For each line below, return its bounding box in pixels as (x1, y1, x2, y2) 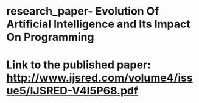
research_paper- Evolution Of (6, 4, 159, 18)
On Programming (6, 30, 94, 44)
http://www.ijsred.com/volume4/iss (6, 71, 193, 85)
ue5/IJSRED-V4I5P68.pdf (6, 84, 139, 98)
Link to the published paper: (6, 58, 151, 72)
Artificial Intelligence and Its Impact (6, 17, 190, 31)
